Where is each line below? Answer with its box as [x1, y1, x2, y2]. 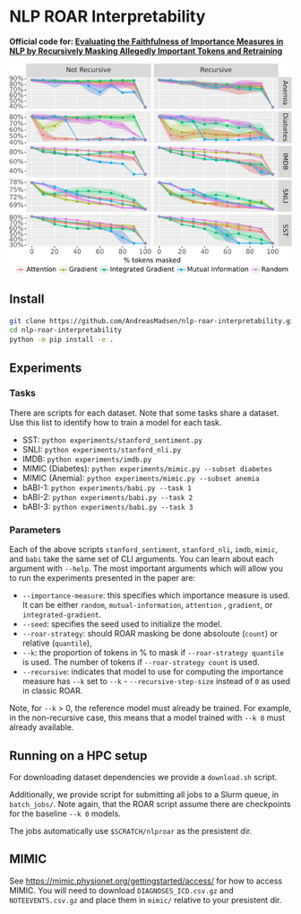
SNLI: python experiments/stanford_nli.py [21, 444, 182, 454]
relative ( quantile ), [21, 637, 92, 648]
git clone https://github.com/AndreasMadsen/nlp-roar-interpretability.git [9, 316, 298, 325]
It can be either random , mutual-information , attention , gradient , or [21, 600, 273, 611]
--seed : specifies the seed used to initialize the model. [21, 619, 222, 629]
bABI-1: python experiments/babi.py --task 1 [21, 482, 193, 493]
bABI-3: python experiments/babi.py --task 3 [21, 501, 193, 512]
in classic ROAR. [21, 685, 83, 697]
